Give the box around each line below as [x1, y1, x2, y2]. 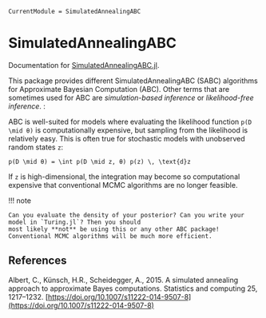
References [8, 254, 67, 268]
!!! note [8, 196, 32, 205]
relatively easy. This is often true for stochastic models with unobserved [8, 133, 245, 143]
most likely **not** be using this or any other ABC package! [8, 225, 220, 233]
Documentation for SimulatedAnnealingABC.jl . [8, 60, 160, 70]
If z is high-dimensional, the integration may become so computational [8, 172, 240, 181]
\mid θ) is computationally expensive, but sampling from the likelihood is [8, 125, 248, 135]
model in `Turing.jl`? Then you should [8, 218, 141, 226]
